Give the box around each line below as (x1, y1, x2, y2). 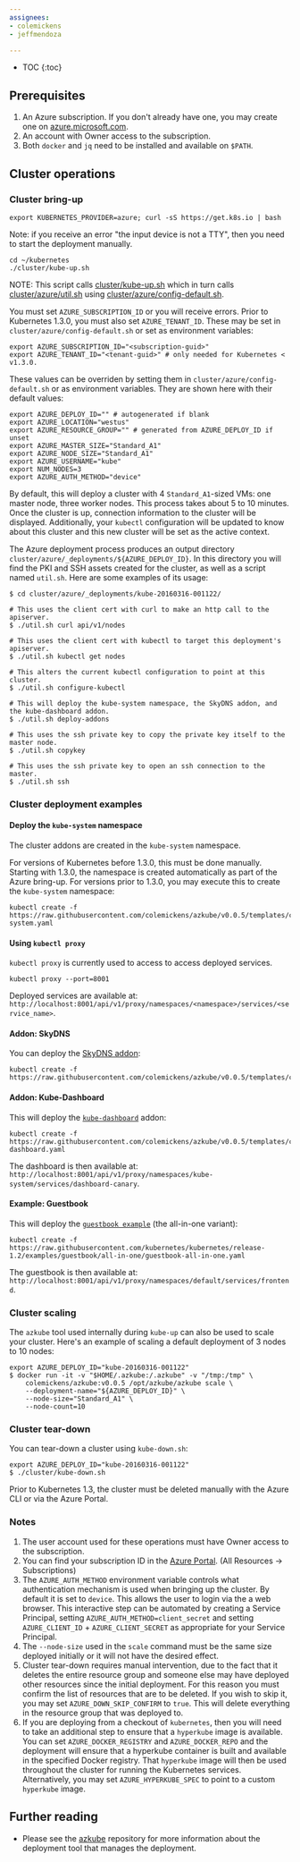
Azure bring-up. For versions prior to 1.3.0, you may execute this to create (9, 876, 281, 886)
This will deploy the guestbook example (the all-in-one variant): (9, 1218, 238, 1229)
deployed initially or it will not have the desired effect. (21, 1650, 219, 1661)
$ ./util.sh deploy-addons (9, 715, 110, 724)
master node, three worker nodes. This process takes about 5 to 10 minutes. (9, 497, 290, 508)
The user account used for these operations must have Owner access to (21, 1536, 289, 1547)
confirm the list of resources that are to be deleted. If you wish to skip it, (21, 1688, 288, 1699)
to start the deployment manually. (9, 238, 133, 249)
